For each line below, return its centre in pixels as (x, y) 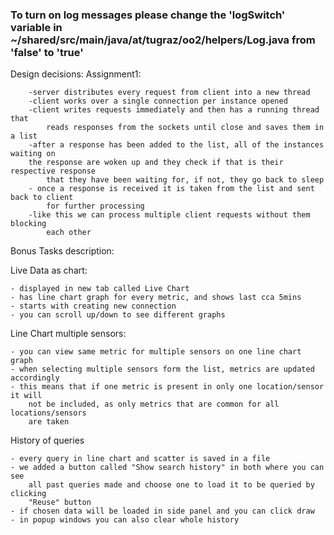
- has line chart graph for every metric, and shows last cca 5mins (156, 298)
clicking (28, 494)
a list (24, 136)
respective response (53, 171)
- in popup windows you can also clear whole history (125, 520)
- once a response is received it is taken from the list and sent (171, 189)
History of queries (47, 440)
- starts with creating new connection (93, 306)
